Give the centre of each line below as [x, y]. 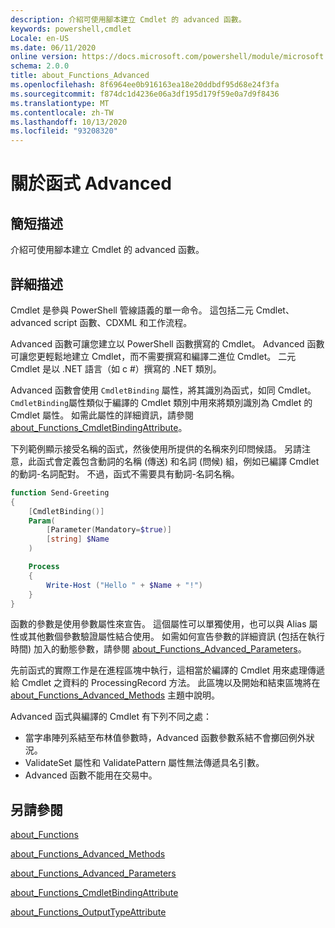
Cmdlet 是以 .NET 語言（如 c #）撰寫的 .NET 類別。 [116, 368]
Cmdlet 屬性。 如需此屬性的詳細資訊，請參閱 [102, 415]
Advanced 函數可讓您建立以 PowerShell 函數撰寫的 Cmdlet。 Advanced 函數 [167, 343]
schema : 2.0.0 [40, 66]
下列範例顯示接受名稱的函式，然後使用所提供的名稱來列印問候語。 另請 [156, 448]
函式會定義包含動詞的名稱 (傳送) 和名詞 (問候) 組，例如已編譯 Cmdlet [178, 461]
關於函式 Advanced [91, 183]
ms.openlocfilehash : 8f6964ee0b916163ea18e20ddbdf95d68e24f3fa [145, 85]
